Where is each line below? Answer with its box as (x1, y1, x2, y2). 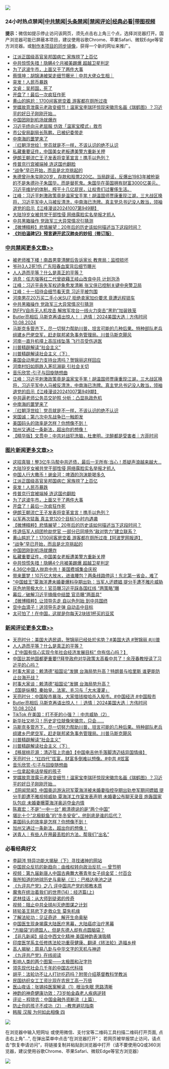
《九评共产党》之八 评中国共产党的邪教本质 (12, 883, 102, 889)
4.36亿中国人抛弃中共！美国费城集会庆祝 (12, 566, 97, 572)
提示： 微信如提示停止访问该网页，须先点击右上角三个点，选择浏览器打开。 (5, 30, 159, 36)
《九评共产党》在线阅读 (12, 952, 61, 958)
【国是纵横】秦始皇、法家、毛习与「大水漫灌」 (12, 687, 110, 693)
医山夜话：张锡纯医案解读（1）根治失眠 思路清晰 (12, 984, 113, 990)
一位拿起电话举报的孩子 (12, 768, 61, 775)
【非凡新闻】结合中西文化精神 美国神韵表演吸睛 (12, 933, 111, 939)
